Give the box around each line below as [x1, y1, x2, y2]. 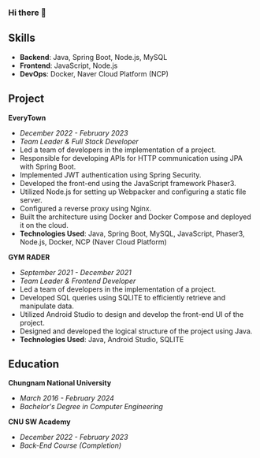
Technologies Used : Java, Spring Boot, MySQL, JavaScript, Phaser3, [19, 229, 245, 238]
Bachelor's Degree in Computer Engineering [19, 402, 164, 411]
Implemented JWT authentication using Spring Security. [19, 169, 202, 180]
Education [8, 357, 60, 370]
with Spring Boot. [19, 162, 76, 171]
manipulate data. [19, 301, 75, 311]
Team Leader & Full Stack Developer [19, 136, 139, 146]
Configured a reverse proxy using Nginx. [19, 203, 152, 213]
